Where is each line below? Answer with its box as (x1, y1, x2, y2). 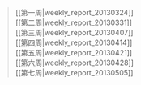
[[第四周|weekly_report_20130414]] (15, 38, 133, 47)
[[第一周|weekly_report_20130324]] (15, 8, 135, 17)
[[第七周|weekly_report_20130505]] (15, 68, 134, 77)
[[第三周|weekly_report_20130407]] (15, 28, 134, 37)
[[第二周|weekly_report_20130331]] (15, 18, 133, 27)
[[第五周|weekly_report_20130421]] (15, 48, 133, 57)
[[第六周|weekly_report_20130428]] (15, 58, 135, 67)
